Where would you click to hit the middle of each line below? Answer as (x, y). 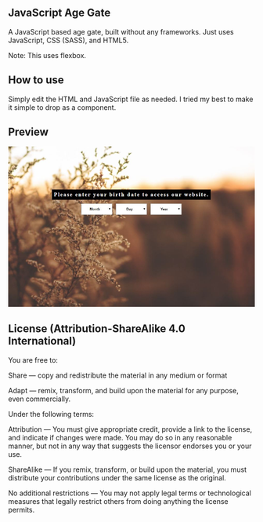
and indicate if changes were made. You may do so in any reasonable (120, 437)
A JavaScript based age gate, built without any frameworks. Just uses (121, 31)
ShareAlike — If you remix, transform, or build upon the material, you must (128, 469)
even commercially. (40, 399)
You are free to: (33, 360)
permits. (22, 509)
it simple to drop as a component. (62, 107)
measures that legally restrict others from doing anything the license (118, 501)
